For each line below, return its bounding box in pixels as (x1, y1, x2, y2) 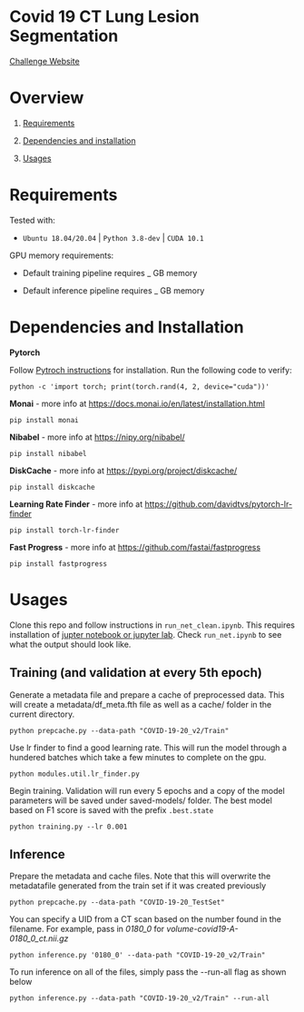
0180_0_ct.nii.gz (9, 933, 69, 944)
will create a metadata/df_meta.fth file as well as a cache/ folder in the (9, 699, 272, 709)
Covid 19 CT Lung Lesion (9, 6, 200, 27)
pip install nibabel (9, 449, 88, 458)
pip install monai (9, 415, 79, 424)
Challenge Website (9, 55, 80, 66)
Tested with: (9, 214, 56, 225)
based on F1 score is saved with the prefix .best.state (9, 804, 214, 815)
